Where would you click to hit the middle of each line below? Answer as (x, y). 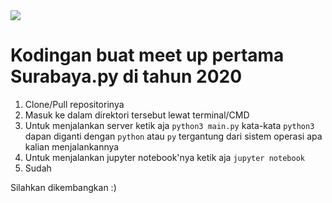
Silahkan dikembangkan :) (63, 187)
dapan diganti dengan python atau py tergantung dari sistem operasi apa (173, 136)
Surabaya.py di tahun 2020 (126, 76)
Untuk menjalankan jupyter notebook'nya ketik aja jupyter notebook (164, 157)
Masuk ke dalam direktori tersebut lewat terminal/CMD (137, 115)
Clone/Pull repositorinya (74, 104)
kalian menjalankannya (72, 146)
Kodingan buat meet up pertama (147, 55)
